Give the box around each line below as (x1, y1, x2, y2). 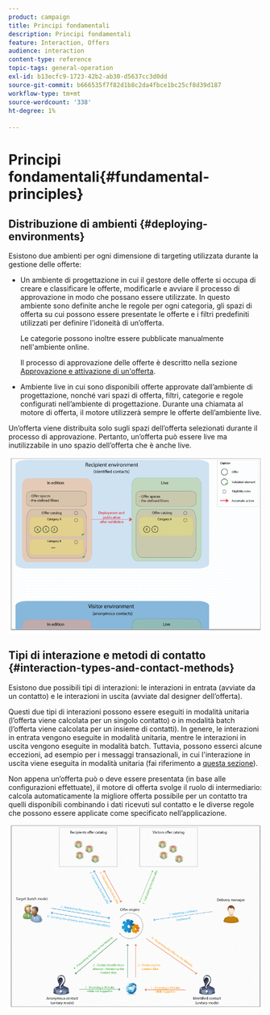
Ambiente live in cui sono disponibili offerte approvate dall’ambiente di (19, 382, 253, 392)
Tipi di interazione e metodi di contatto (8, 649, 206, 663)
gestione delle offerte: (8, 260, 82, 269)
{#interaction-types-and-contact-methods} (8, 661, 235, 675)
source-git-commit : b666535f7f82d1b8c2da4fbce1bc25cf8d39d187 (8, 81, 222, 89)
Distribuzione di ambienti (8, 217, 138, 231)
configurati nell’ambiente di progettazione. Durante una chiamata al (19, 399, 243, 409)
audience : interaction (8, 47, 85, 56)
